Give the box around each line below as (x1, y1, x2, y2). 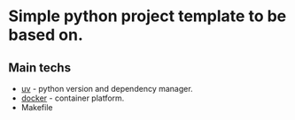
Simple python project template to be (8, 6, 287, 26)
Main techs (8, 60, 72, 75)
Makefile (20, 102, 53, 112)
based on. (8, 25, 83, 45)
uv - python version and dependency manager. (20, 84, 193, 94)
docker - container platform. (20, 93, 125, 103)
